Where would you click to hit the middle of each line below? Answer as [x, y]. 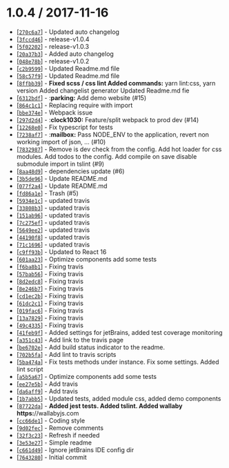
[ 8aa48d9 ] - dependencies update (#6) [70, 171]
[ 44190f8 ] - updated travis [53, 237]
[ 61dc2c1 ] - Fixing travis [50, 303]
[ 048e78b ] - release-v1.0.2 [53, 61]
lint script [30, 369]
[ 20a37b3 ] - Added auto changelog [65, 54]
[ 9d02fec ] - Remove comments [60, 428]
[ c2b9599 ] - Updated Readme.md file [68, 68]
